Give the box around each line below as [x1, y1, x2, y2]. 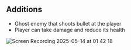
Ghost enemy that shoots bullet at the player [14, 20, 122, 27]
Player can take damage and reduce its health [14, 26, 126, 33]
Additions [6, 5, 43, 15]
